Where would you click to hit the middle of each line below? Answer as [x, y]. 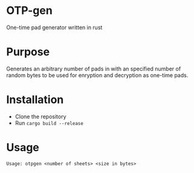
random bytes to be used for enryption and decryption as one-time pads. [97, 75]
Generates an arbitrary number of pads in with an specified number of [94, 69]
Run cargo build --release [49, 123]
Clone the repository [40, 117]
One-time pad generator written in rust [54, 27]
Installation [35, 100]
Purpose [28, 52]
